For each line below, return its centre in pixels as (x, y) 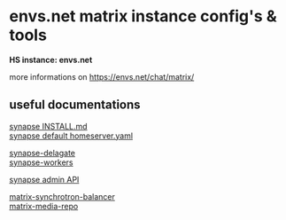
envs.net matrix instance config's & (143, 16)
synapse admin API (44, 179)
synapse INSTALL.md (48, 126)
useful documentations (75, 105)
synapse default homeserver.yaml (71, 136)
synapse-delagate (42, 153)
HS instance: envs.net (51, 59)
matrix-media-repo (44, 206)
